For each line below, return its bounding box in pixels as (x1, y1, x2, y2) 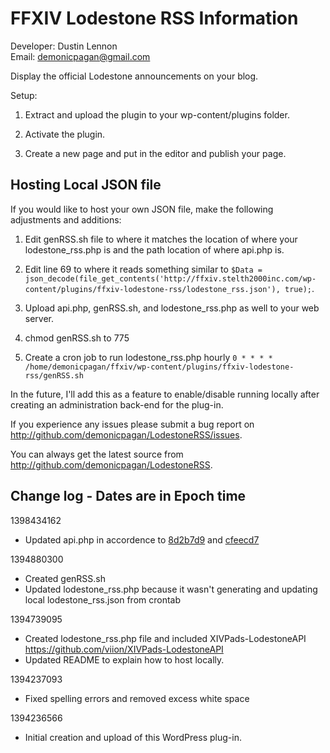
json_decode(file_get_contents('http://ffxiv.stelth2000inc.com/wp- (24, 273, 317, 284)
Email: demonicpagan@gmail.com (10, 50, 151, 62)
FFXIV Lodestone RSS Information (10, 7, 299, 30)
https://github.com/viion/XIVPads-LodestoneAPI (24, 643, 224, 655)
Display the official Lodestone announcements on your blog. (10, 70, 259, 82)
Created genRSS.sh (24, 572, 107, 584)
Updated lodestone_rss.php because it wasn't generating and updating (24, 583, 318, 595)
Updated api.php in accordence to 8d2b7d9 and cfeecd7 (24, 533, 260, 546)
